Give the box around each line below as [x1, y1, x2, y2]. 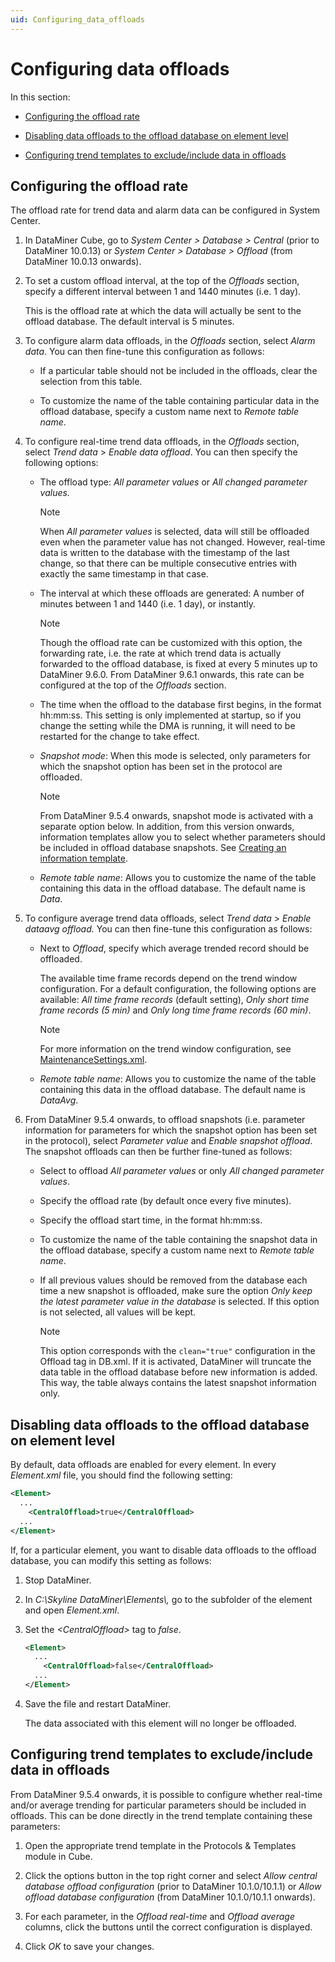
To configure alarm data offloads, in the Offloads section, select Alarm [24, 335, 316, 347]
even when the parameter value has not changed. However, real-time [39, 536, 326, 548]
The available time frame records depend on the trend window [39, 972, 298, 985]
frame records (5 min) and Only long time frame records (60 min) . [39, 1004, 312, 1016]
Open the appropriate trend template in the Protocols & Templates [24, 1839, 297, 1851]
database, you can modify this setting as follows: [10, 1554, 212, 1566]
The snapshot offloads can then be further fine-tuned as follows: [24, 1146, 293, 1158]
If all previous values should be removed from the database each [39, 1274, 308, 1286]
